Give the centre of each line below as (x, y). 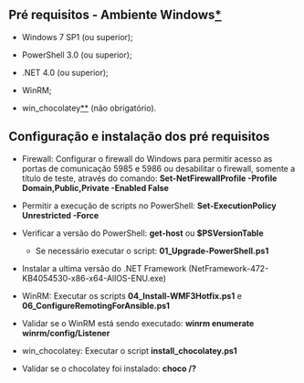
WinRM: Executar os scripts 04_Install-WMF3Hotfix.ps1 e (132, 295)
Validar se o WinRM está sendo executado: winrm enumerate (138, 323)
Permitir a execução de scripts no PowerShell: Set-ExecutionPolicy (149, 206)
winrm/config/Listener (66, 333)
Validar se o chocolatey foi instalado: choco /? (109, 368)
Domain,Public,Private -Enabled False (95, 187)
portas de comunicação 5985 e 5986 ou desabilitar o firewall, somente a (158, 168)
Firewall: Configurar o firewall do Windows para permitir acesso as (147, 158)
